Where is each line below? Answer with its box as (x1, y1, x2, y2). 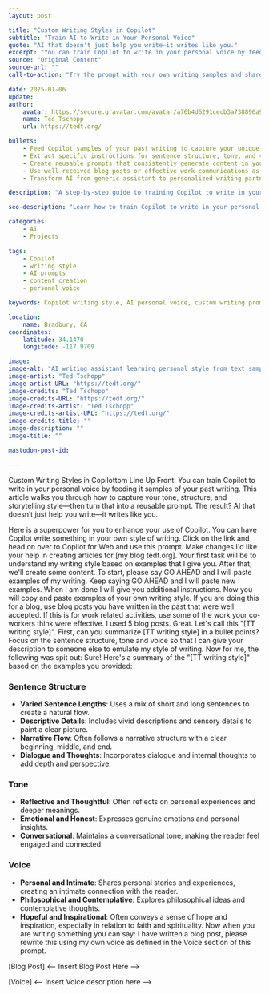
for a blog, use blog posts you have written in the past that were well (8, 602, 235, 611)
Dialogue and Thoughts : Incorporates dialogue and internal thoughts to (19, 750, 257, 759)
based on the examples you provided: (8, 661, 133, 670)
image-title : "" (8, 432, 62, 440)
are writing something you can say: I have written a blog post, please (19, 928, 247, 938)
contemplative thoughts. (19, 903, 101, 913)
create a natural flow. (19, 707, 90, 717)
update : (8, 93, 34, 101)
